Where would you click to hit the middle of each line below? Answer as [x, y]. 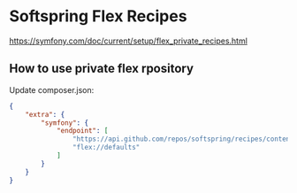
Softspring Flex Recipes [98, 16]
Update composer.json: [52, 89]
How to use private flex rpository [102, 69]
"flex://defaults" [106, 148]
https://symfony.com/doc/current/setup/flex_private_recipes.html [128, 41]
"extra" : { [45, 114]
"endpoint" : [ [82, 131]
